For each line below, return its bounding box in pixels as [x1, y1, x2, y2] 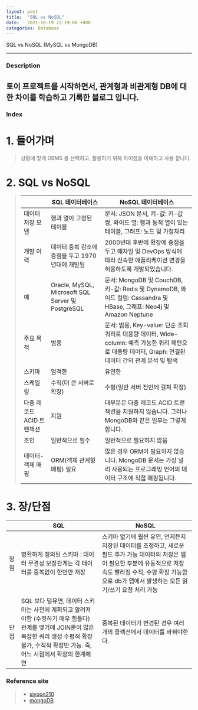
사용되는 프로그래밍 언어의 [111, 465, 180, 473]
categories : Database [6, 25, 60, 31]
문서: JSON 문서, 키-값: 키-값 [104, 210, 183, 218]
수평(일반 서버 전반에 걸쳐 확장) [104, 383, 187, 392]
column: [104, 339, 127, 347]
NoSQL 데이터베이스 [120, 198, 174, 207]
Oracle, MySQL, [51, 281, 94, 289]
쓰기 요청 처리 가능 [109, 586, 158, 594]
